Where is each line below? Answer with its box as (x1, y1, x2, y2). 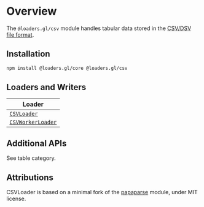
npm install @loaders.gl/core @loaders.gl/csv (6, 65, 128, 71)
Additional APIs (6, 138, 67, 148)
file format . (6, 31, 34, 38)
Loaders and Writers (6, 82, 87, 92)
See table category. (6, 154, 57, 162)
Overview (6, 4, 57, 18)
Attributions (6, 172, 54, 183)
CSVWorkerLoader (9, 119, 57, 126)
